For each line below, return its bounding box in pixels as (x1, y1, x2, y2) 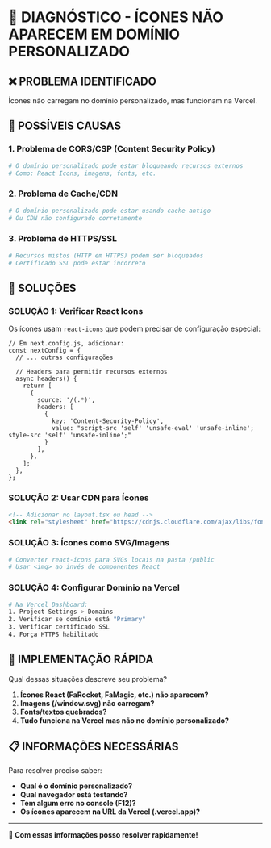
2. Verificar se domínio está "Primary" (8, 616, 147, 624)
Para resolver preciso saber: (8, 765, 102, 775)
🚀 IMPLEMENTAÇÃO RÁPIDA (8, 653, 154, 666)
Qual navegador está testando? (19, 789, 128, 799)
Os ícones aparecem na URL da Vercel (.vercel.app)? (19, 807, 200, 817)
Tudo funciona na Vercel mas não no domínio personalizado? (19, 715, 230, 725)
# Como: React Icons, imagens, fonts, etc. (8, 169, 157, 178)
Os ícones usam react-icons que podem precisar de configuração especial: (8, 324, 261, 334)
